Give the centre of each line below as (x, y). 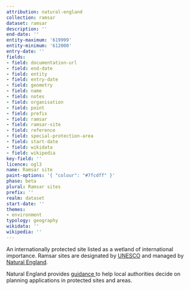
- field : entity (27, 74)
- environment (24, 215)
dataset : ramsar (27, 23)
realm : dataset (25, 198)
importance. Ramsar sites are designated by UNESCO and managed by (95, 255)
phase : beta (21, 181)
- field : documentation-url (42, 62)
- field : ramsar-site (34, 125)
